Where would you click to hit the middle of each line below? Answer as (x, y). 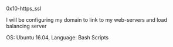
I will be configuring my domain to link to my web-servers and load (87, 20)
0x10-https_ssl (24, 9)
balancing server (26, 26)
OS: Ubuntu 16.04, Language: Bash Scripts (57, 37)
